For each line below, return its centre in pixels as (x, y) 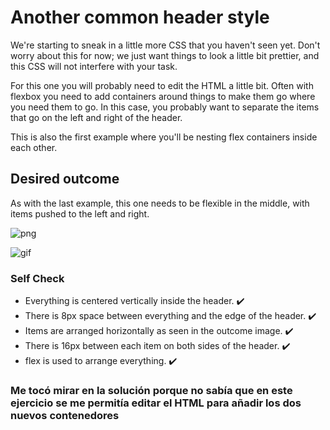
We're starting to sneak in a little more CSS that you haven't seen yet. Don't (165, 45)
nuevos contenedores (65, 415)
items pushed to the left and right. (80, 213)
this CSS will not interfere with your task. (94, 66)
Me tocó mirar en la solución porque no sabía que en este (151, 390)
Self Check (37, 278)
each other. (34, 147)
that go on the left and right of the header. (96, 117)
